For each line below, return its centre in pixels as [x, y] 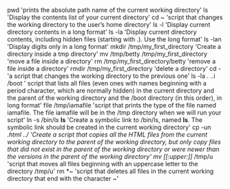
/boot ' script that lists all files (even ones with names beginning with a [107, 83]
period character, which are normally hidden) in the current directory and [111, 90]
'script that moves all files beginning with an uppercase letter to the [103, 164]
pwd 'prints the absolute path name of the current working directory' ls [108, 10]
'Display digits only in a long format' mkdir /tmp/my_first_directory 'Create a [114, 47]
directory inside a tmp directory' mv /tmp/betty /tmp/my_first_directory [107, 54]
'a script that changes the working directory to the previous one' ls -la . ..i [111, 76]
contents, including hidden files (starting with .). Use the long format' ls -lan [114, 39]
